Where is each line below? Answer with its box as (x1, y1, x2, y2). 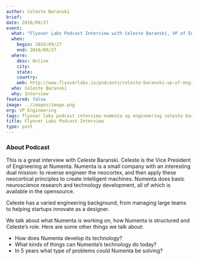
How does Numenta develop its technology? (14, 235, 123, 242)
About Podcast (6, 143, 50, 151)
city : (16, 63, 31, 70)
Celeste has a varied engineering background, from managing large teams (6, 199, 187, 206)
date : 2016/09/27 (6, 19, 49, 25)
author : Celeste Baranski (6, 8, 70, 15)
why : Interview (11, 91, 49, 97)
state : (16, 69, 33, 75)
